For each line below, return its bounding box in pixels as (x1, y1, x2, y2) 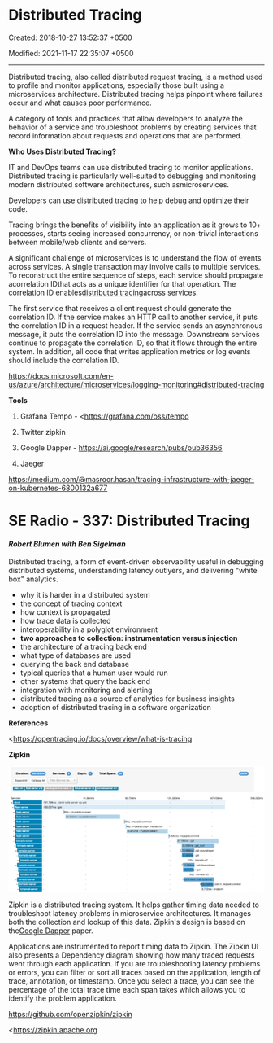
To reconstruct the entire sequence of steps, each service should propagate (8, 270, 264, 280)
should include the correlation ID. (8, 355, 119, 365)
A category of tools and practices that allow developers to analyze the (8, 113, 244, 123)
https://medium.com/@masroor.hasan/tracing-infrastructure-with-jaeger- (8, 474, 255, 484)
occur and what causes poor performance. (8, 98, 152, 107)
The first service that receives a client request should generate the (8, 303, 232, 313)
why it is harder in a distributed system (19, 590, 150, 600)
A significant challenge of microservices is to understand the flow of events (8, 252, 262, 262)
